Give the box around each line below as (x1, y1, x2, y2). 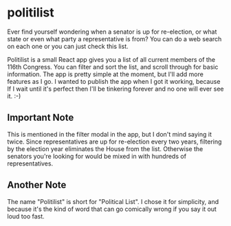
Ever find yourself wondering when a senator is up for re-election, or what (7, 27, 217, 36)
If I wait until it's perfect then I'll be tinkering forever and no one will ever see (7, 84, 224, 93)
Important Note (7, 112, 74, 124)
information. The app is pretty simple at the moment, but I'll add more (7, 70, 204, 78)
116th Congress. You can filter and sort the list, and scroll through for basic (7, 63, 219, 71)
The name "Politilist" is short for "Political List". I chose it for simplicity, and (7, 197, 219, 205)
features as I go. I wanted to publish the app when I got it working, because (7, 77, 221, 85)
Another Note (7, 179, 67, 191)
